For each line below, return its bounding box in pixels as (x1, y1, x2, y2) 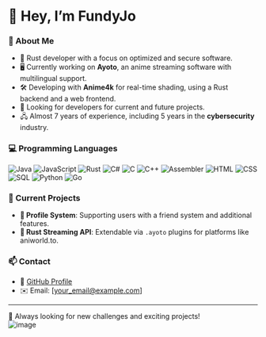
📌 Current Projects (8, 192, 81, 203)
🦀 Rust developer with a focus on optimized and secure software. (19, 53, 234, 63)
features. (19, 219, 50, 228)
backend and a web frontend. (19, 94, 116, 104)
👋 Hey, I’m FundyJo (8, 7, 136, 25)
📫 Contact (8, 256, 51, 266)
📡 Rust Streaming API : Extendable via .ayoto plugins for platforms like (19, 228, 249, 237)
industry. (19, 123, 49, 132)
